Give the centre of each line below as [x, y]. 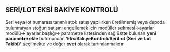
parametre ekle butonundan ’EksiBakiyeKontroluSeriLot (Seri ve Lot [78, 38]
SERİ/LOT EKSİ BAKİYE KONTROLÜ [62, 10]
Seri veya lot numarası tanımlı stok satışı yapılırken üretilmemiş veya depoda [85, 22]
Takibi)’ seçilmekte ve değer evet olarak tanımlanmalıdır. [65, 44]
